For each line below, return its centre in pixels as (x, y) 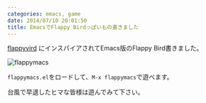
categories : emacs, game (44, 14)
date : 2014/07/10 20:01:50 (47, 21)
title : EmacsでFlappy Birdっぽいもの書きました (73, 27)
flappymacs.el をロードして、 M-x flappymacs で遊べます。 (90, 77)
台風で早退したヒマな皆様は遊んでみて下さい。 (76, 92)
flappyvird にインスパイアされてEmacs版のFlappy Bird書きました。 (105, 48)
